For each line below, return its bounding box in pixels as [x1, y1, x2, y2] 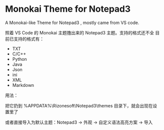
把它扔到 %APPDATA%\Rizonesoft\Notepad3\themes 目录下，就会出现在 [5, 103, 153, 108]
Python [12, 56, 27, 62]
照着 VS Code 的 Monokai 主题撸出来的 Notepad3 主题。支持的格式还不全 [5, 29, 154, 35]
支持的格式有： [13, 36, 44, 42]
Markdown [12, 82, 34, 88]
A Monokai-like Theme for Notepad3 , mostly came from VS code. [5, 20, 139, 26]
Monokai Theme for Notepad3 [5, 3, 131, 15]
